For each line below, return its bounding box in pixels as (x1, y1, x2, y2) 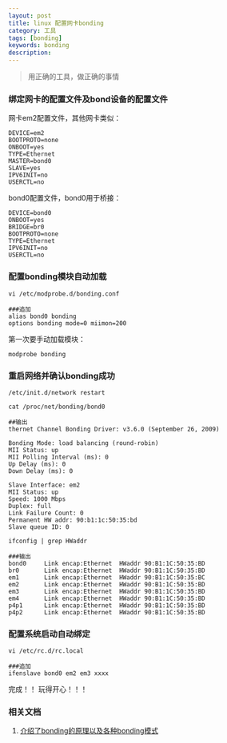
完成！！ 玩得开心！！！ (8, 685, 88, 694)
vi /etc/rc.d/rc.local (8, 647, 84, 655)
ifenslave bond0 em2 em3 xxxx (8, 669, 110, 677)
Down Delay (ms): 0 (8, 467, 74, 475)
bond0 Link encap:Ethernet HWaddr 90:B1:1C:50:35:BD (8, 559, 205, 567)
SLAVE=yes (8, 165, 42, 173)
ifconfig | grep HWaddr (8, 537, 88, 545)
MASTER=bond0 (8, 157, 52, 165)
